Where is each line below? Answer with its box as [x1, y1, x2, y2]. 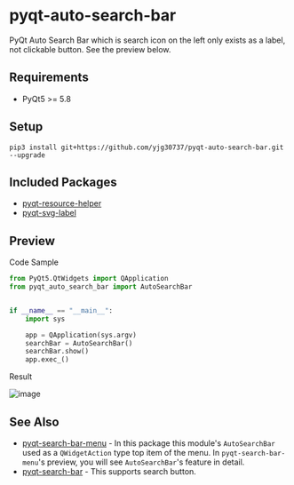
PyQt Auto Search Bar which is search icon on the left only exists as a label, [9, 35, 286, 45]
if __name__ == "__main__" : [9, 306, 114, 315]
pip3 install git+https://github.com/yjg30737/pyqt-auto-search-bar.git [9, 143, 284, 152]
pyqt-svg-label [21, 208, 77, 219]
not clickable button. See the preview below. [9, 44, 171, 54]
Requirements [9, 70, 89, 85]
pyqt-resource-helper [21, 198, 102, 209]
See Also [9, 414, 60, 429]
